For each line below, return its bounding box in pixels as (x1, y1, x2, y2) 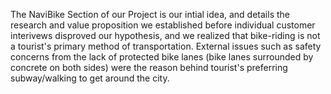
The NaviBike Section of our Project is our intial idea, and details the (10, 9, 290, 20)
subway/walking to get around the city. (10, 72, 170, 84)
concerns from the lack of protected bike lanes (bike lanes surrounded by (10, 51, 314, 63)
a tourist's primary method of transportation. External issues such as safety (10, 40, 322, 52)
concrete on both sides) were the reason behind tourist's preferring (10, 62, 288, 73)
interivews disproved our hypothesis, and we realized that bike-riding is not (10, 30, 321, 41)
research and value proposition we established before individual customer (10, 19, 316, 31)
